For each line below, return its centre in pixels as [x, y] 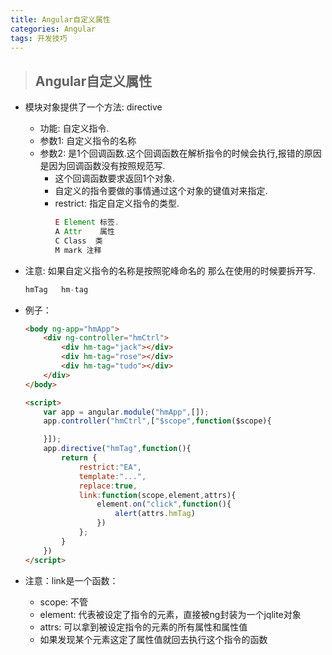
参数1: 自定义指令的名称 [88, 141]
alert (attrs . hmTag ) [155, 514]
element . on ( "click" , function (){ [164, 504]
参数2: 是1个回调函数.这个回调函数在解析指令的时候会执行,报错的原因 [180, 153]
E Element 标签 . [87, 222]
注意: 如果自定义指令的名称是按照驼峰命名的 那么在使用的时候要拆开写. [170, 270]
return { [79, 458]
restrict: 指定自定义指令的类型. [117, 203]
